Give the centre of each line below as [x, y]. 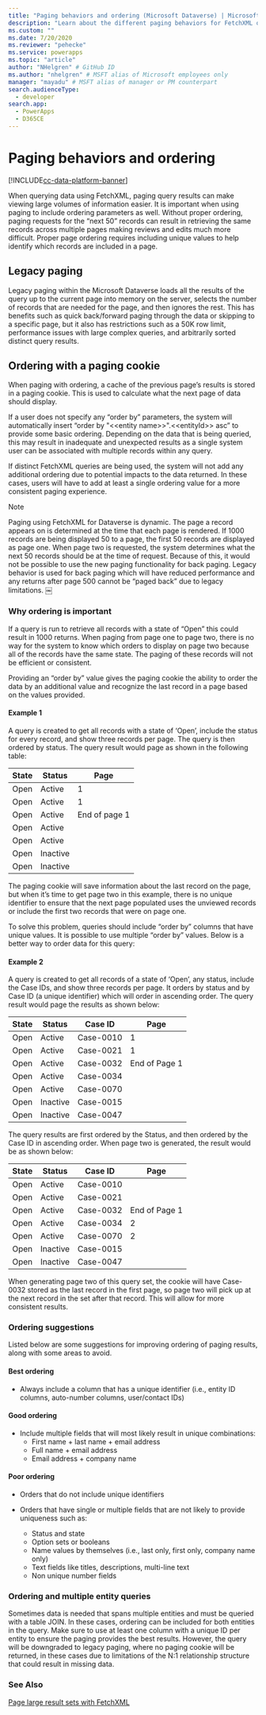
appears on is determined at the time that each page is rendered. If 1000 [126, 531]
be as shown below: [41, 1151]
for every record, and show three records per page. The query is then [122, 738]
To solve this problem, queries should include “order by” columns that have [131, 927]
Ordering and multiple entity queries [80, 1596]
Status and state [58, 1534]
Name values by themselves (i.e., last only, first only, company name [143, 1551]
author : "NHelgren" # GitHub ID [61, 67]
